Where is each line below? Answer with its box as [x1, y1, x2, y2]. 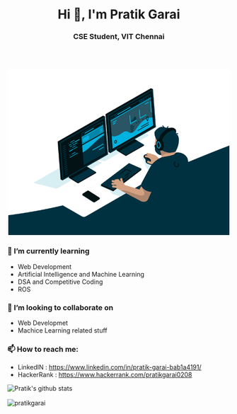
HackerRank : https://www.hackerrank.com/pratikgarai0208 [17, 371, 192, 379]
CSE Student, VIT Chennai [73, 32, 165, 42]
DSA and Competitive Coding [17, 277, 103, 286]
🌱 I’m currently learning [7, 246, 90, 256]
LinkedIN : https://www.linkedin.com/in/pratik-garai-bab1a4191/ [17, 363, 202, 372]
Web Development [17, 262, 72, 271]
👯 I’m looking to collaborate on [7, 302, 114, 312]
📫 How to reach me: [7, 345, 79, 354]
